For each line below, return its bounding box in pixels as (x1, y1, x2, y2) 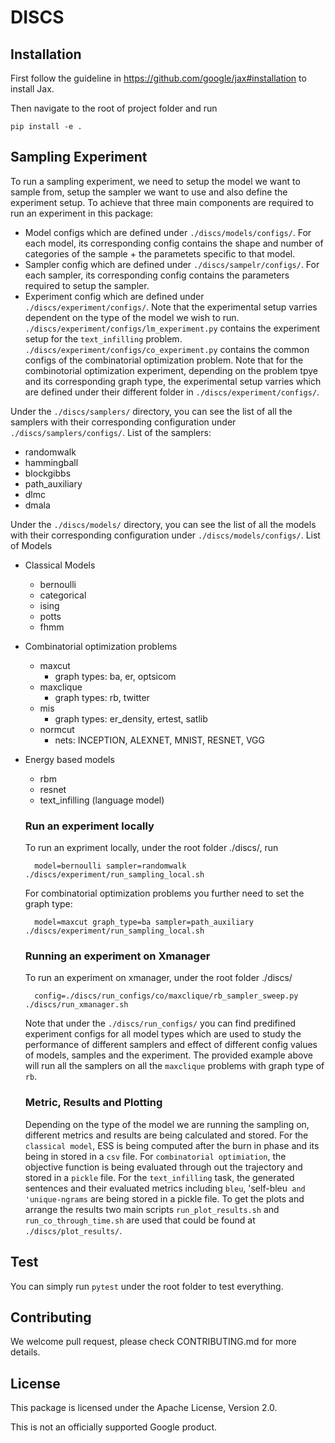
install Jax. (10, 83, 55, 95)
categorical (39, 589, 87, 601)
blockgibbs (24, 467, 72, 479)
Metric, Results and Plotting (24, 1096, 163, 1110)
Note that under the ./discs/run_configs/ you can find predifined (24, 1017, 297, 1030)
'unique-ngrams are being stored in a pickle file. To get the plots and (24, 1192, 305, 1205)
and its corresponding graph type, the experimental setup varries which (24, 375, 322, 387)
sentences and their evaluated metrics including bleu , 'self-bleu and (24, 1182, 306, 1194)
